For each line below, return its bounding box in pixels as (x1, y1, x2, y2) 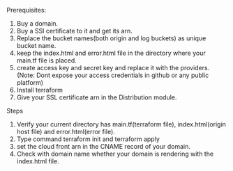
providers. (180, 64, 210, 72)
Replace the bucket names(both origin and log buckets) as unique (16, 34, 206, 42)
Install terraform (16, 86, 63, 94)
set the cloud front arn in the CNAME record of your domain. (16, 142, 191, 150)
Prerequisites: (6, 6, 47, 14)
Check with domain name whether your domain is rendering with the (16, 149, 214, 158)
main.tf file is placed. (16, 56, 77, 65)
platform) (16, 79, 43, 86)
